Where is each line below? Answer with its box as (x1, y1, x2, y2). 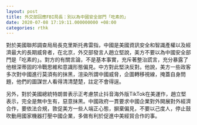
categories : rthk (6, 25, 49, 31)
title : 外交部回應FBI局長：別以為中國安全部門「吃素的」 (6, 14, 129, 20)
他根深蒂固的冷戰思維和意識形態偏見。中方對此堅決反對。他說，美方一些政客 (6, 64, 191, 71)
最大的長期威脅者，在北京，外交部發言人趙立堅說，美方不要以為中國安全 (11, 49, 186, 56)
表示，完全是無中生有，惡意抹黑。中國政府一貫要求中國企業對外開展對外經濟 (6, 98, 191, 105)
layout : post (6, 8, 38, 15)
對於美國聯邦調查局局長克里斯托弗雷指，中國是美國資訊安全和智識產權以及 (6, 41, 186, 48)
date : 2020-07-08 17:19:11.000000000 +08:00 (6, 19, 117, 25)
